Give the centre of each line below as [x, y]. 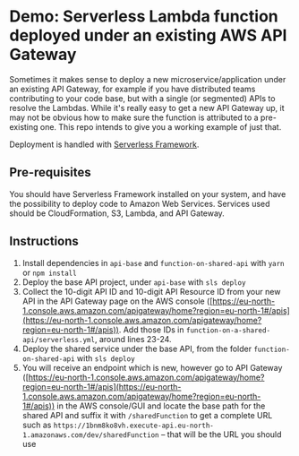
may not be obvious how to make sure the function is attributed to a [134, 117]
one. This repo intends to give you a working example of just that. [161, 126]
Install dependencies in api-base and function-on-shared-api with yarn [153, 262]
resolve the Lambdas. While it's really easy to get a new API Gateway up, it [147, 108]
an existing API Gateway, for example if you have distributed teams [132, 89]
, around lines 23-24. [133, 339]
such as [37, 425]
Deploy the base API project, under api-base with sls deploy [134, 282]
